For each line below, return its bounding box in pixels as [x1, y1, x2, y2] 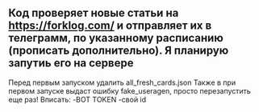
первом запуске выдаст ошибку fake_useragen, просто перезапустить [8, 86, 252, 95]
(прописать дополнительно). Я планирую [8, 44, 229, 58]
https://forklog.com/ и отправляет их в [8, 19, 212, 33]
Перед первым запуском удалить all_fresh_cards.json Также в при [8, 78, 236, 87]
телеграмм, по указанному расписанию [8, 31, 223, 45]
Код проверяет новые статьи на [8, 6, 179, 20]
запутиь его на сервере [8, 56, 134, 70]
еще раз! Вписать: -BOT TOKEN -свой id [8, 94, 147, 104]
